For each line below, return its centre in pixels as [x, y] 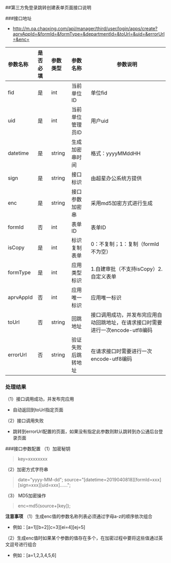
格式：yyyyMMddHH [116, 153]
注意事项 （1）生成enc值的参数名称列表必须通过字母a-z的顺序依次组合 [79, 517]
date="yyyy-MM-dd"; [40, 480]
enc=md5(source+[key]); [44, 506]
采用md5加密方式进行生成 [122, 203]
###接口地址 [19, 18]
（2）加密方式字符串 [27, 470]
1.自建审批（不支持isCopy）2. [127, 269]
